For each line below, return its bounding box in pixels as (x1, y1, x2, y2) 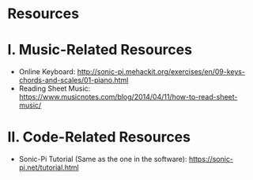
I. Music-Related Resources (7, 41, 193, 59)
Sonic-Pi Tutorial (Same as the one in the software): (18, 155, 187, 164)
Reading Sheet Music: (18, 84, 91, 93)
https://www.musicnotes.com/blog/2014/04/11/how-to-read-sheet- (18, 92, 238, 102)
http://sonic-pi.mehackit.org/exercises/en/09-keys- (77, 67, 246, 77)
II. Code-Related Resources (7, 128, 191, 146)
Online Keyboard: (18, 67, 76, 77)
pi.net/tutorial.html (18, 163, 80, 172)
